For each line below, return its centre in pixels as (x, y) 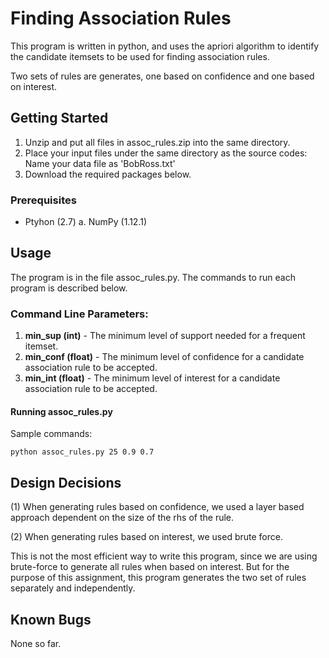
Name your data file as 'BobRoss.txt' (100, 163)
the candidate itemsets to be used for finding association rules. (140, 56)
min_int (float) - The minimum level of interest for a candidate (152, 378)
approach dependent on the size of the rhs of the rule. (122, 518)
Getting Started (59, 118)
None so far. (36, 643)
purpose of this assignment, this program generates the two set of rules (158, 578)
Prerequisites (43, 200)
